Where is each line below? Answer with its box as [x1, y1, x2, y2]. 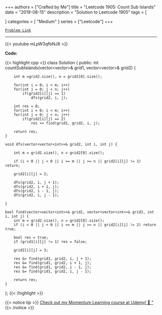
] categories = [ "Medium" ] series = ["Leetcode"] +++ [5, 19, 113, 24]
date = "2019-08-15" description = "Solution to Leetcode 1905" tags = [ [5, 9, 147, 15]
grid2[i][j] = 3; [13, 248, 49, 253]
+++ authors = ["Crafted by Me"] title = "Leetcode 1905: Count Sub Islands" [5, 4, 156, 10]
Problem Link [5, 28, 31, 33]
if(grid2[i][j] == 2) [22, 117, 66, 121]
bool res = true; [13, 235, 49, 240]
